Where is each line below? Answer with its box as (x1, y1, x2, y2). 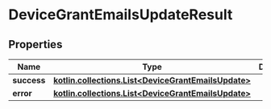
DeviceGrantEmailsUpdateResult (8, 6, 233, 24)
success (12, 75, 46, 86)
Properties (8, 38, 63, 51)
